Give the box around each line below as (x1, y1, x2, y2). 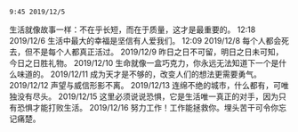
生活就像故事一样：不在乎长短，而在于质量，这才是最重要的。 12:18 (9, 24, 256, 35)
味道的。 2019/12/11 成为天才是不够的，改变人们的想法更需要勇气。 (16, 69, 262, 79)
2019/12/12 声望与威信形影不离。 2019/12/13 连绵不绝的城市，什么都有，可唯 (9, 80, 289, 90)
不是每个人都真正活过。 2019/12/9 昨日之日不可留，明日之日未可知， (32, 46, 284, 57)
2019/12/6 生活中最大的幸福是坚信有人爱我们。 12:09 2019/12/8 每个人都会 (9, 36, 282, 45)
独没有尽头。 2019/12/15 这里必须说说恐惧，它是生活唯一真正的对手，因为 (9, 91, 278, 102)
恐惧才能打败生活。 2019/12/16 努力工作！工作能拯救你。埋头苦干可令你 (16, 103, 279, 112)
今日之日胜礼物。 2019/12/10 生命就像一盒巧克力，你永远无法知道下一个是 (9, 58, 279, 68)
